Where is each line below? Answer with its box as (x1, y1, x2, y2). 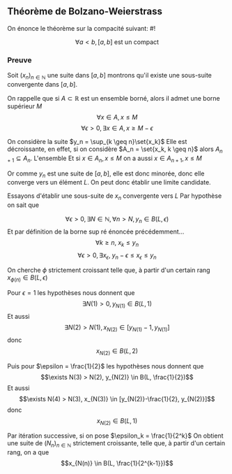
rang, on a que (7, 448, 49, 457)
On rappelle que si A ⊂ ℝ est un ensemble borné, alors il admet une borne (7, 94, 221, 102)
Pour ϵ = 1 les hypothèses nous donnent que (7, 289, 135, 297)
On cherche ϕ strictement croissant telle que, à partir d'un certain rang (7, 266, 210, 275)
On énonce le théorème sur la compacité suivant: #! (7, 24, 156, 32)
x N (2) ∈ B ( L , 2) (96, 346, 138, 357)
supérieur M (7, 101, 42, 110)
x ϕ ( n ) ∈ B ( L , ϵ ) (7, 273, 48, 284)
